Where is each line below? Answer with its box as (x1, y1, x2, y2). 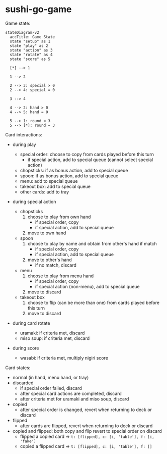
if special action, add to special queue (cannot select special (27, 157, 153, 163)
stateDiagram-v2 (5, 30, 39, 35)
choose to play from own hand (27, 214, 91, 220)
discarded (12, 380, 34, 386)
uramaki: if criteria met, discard (20, 330, 85, 336)
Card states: (5, 365, 31, 371)
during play (12, 141, 36, 147)
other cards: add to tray (20, 188, 69, 195)
